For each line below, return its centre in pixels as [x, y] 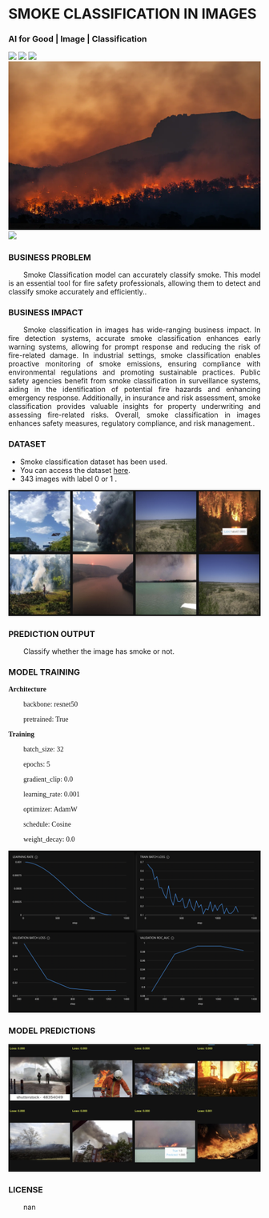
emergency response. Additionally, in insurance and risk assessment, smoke [134, 398]
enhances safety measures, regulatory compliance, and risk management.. [132, 423]
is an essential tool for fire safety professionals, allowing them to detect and [134, 283]
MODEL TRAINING [44, 672]
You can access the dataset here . [75, 470]
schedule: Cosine [48, 824]
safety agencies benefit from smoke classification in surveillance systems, [134, 381]
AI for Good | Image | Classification [78, 39]
